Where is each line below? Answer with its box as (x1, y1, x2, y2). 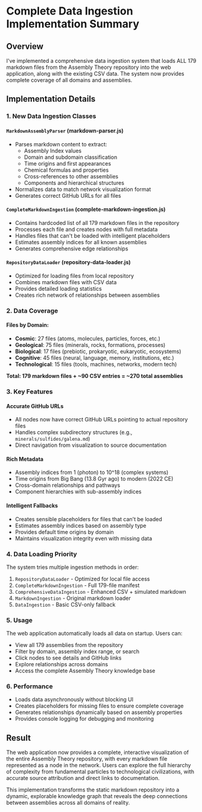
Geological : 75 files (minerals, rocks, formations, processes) (14, 342, 166, 349)
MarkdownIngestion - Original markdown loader (14, 594, 131, 602)
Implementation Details (6, 94, 96, 104)
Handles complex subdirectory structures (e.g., (14, 429, 133, 436)
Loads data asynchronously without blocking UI (14, 696, 134, 703)
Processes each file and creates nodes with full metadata (14, 226, 158, 233)
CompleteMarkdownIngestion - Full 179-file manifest (14, 582, 140, 589)
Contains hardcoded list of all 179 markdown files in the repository (14, 219, 180, 226)
